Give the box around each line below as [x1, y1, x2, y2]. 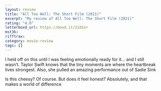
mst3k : [5, 30, 19, 34]
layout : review [5, 7, 36, 12]
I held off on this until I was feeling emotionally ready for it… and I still [5, 56, 144, 62]
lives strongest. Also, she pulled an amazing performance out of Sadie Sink [5, 66, 156, 73]
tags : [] [5, 43, 23, 48]
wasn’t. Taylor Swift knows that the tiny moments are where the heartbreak [5, 61, 156, 67]
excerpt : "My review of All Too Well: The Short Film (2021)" [5, 16, 134, 21]
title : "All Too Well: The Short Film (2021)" [5, 12, 101, 16]
